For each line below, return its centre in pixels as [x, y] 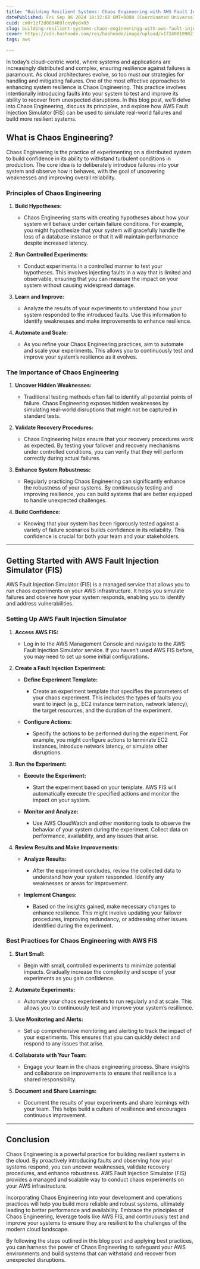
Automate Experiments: [45, 989]
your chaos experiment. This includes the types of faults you [107, 698]
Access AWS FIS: [37, 632]
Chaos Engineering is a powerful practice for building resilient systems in [96, 1154]
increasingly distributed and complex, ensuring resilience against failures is [99, 68]
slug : [13, 28]
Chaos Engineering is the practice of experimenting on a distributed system [99, 152]
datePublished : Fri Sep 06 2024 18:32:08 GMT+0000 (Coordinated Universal [101, 17]
